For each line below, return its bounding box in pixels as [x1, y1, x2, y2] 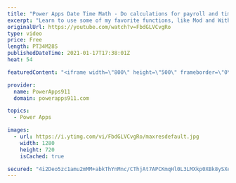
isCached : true [20, 153, 65, 160]
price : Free [7, 37, 42, 44]
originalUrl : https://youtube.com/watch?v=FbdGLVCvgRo [7, 23, 171, 30]
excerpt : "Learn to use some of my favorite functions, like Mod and [7, 17, 216, 24]
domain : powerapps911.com [13, 94, 90, 102]
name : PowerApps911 [13, 88, 71, 95]
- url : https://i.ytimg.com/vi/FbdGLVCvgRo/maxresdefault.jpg [13, 133, 199, 140]
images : [7, 127, 30, 134]
